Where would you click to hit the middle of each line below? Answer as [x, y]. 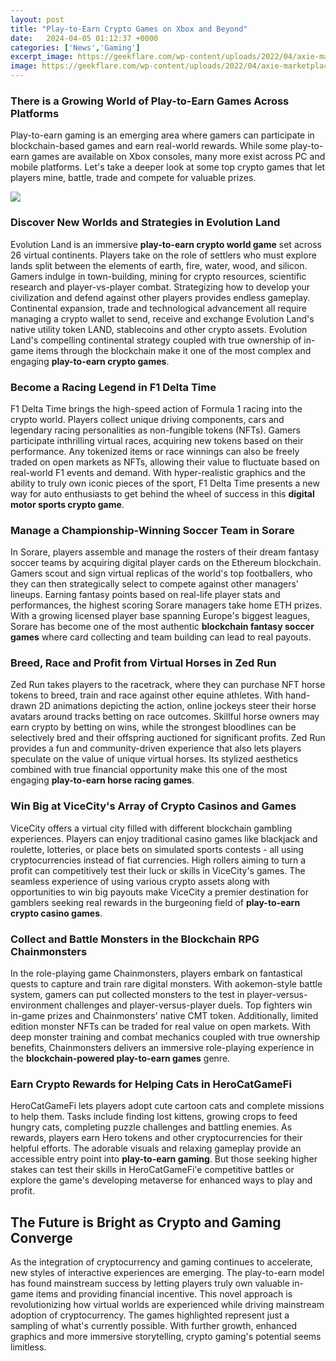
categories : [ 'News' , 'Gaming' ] [75, 47]
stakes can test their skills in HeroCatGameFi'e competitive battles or [152, 1170]
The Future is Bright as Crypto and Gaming [146, 1222]
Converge [41, 1237]
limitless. [28, 1347]
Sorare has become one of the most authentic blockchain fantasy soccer [162, 627]
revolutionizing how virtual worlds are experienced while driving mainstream [167, 1305]
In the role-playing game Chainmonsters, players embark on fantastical [156, 973]
